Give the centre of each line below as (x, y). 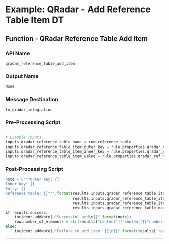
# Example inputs (23, 137)
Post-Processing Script (34, 169)
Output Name (22, 76)
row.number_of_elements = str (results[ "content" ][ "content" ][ (81, 222)
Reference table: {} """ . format (38, 194)
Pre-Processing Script (33, 122)
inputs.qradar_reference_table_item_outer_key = (57, 147)
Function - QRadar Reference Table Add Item (77, 39)
